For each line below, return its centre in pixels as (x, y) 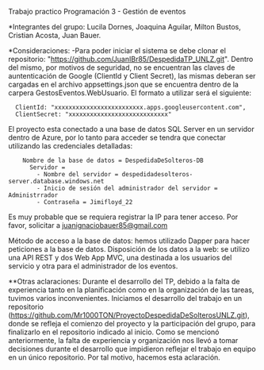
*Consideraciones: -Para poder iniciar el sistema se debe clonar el (117, 50)
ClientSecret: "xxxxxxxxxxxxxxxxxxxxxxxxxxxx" (94, 114)
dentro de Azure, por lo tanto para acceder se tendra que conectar (117, 137)
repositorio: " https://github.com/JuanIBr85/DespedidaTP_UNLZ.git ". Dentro (131, 59)
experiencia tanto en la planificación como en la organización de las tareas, (131, 290)
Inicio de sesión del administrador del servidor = (130, 188)
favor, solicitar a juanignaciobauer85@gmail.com (88, 225)
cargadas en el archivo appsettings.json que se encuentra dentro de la (124, 84)
